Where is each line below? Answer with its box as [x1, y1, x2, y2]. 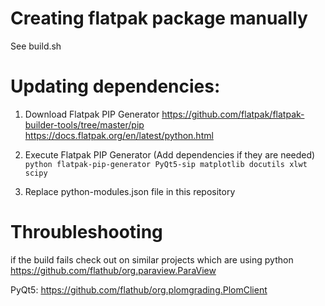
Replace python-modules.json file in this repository [24, 185, 236, 197]
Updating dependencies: [10, 75, 221, 98]
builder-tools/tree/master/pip [24, 118, 145, 131]
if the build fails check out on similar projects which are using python [10, 253, 294, 266]
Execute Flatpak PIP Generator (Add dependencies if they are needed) [24, 148, 316, 161]
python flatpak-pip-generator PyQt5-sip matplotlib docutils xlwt [24, 159, 308, 169]
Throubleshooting [10, 221, 163, 244]
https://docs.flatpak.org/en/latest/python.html [24, 129, 214, 141]
